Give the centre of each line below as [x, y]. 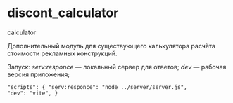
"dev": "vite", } [33, 93]
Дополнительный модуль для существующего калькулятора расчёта [112, 46]
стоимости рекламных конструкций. [62, 53]
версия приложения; [39, 74]
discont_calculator [63, 13]
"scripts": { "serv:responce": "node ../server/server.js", [97, 87]
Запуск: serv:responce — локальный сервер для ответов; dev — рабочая [117, 67]
